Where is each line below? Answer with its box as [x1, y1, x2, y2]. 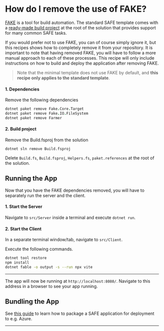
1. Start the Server [5, 204, 42, 210]
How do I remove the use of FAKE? [5, 3, 147, 15]
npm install [5, 260, 29, 265]
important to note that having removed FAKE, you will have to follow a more [5, 50, 156, 56]
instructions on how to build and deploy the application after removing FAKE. [5, 60, 159, 66]
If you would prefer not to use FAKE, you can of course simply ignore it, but [5, 39, 156, 45]
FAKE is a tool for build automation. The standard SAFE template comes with [5, 20, 159, 25]
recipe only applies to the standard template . [17, 75, 110, 81]
